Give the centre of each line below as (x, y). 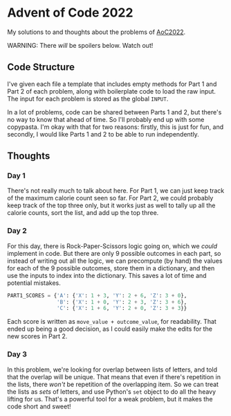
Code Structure (41, 67)
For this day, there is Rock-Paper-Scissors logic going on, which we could (112, 246)
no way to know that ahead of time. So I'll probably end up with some (106, 119)
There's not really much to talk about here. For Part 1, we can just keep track (116, 191)
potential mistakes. (34, 283)
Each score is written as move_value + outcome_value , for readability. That (112, 322)
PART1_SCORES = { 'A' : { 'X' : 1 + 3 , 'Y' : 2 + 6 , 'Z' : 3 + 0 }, (97, 295)
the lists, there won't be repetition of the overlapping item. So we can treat (113, 384)
